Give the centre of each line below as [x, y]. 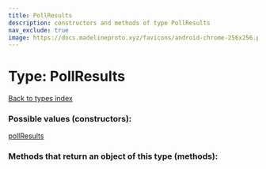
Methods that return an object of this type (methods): [113, 156]
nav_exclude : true [38, 30]
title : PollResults [40, 15]
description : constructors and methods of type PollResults [110, 23]
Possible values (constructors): [70, 119]
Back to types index [40, 99]
